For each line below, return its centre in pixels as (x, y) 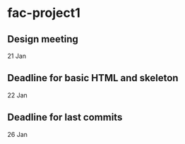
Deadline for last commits (65, 118)
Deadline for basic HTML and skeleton (93, 78)
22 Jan (18, 95)
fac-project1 (44, 13)
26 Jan (18, 134)
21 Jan (17, 56)
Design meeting (43, 39)
